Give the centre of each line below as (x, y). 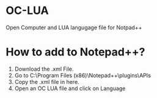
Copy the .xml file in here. (47, 82)
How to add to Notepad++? (75, 52)
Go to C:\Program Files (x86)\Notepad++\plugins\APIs (82, 75)
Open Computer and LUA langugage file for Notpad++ (74, 27)
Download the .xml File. (44, 69)
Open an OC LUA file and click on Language (70, 88)
